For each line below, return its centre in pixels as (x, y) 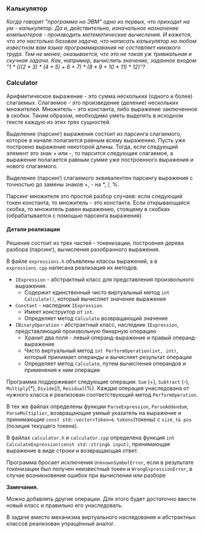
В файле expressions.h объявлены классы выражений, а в (82, 261)
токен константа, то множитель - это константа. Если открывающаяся (98, 203)
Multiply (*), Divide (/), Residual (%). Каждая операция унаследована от (98, 388)
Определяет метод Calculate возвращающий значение (96, 318)
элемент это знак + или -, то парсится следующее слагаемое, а (90, 153)
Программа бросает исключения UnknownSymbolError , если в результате (100, 462)
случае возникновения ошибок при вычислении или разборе (86, 475)
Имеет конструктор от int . (59, 312)
